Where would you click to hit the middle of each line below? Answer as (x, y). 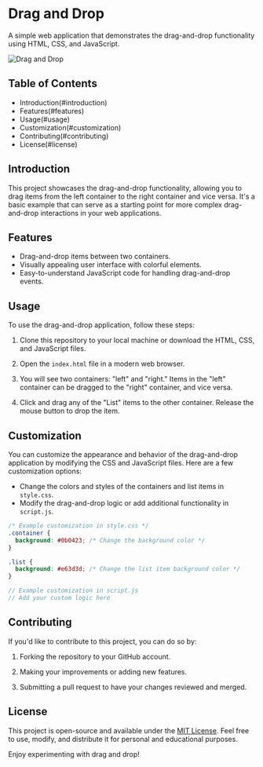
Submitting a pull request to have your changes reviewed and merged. (133, 687)
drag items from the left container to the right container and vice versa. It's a (131, 196)
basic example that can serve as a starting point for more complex (115, 204)
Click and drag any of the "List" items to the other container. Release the (137, 403)
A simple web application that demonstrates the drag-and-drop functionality (131, 35)
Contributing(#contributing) (64, 136)
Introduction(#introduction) (63, 102)
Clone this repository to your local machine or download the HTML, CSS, (137, 340)
